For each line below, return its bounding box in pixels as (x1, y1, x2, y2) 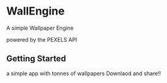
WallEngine (6, 4, 65, 18)
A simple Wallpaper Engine (6, 24, 74, 32)
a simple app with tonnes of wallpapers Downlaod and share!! (6, 70, 162, 77)
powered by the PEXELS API (6, 36, 77, 43)
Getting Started (6, 53, 66, 64)
